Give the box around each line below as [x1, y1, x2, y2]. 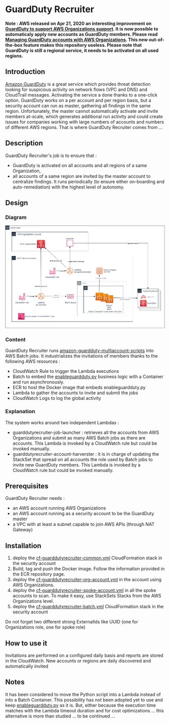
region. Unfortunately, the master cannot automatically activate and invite [5, 108, 158, 114]
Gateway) [12, 527, 33, 533]
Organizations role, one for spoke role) [5, 624, 86, 631]
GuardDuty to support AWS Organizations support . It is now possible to [5, 25, 158, 32]
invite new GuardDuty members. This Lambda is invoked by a [12, 461, 141, 468]
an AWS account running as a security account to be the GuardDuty [12, 511, 154, 517]
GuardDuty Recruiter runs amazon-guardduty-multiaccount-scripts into [5, 348, 154, 354]
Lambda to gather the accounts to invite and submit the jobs [12, 390, 138, 396]
